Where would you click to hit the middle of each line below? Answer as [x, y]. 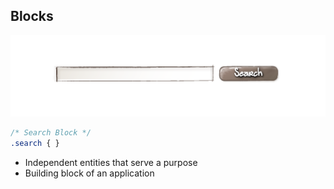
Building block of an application [89, 173]
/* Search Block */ [51, 133]
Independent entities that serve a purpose [111, 163]
